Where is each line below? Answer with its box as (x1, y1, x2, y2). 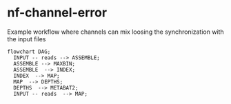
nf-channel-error (7, 5, 108, 21)
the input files (7, 34, 46, 43)
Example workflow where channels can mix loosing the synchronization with (7, 28, 224, 36)
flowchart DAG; (7, 48, 51, 55)
